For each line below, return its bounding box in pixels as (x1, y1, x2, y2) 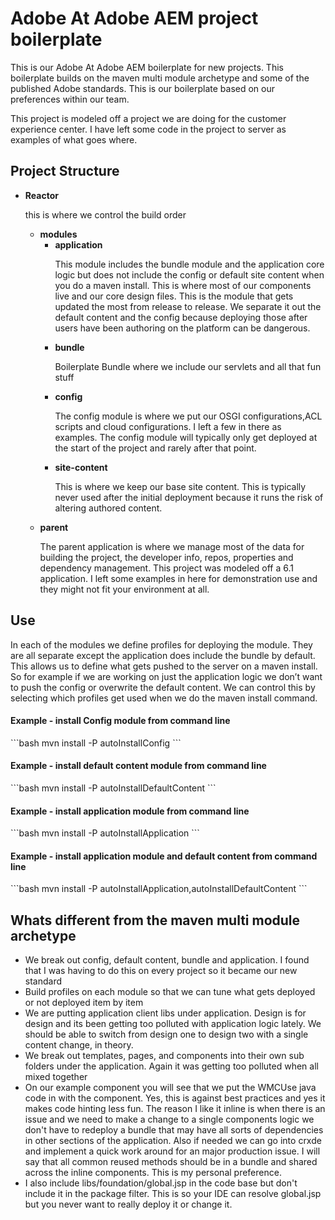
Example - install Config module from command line (10, 715, 231, 727)
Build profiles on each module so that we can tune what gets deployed (24, 986, 316, 998)
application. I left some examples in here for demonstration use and (39, 572, 318, 584)
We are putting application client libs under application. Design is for (24, 1007, 307, 1019)
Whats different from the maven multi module (10, 912, 301, 929)
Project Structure (10, 163, 120, 180)
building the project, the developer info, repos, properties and (39, 551, 294, 563)
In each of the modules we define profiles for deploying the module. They (10, 638, 313, 651)
